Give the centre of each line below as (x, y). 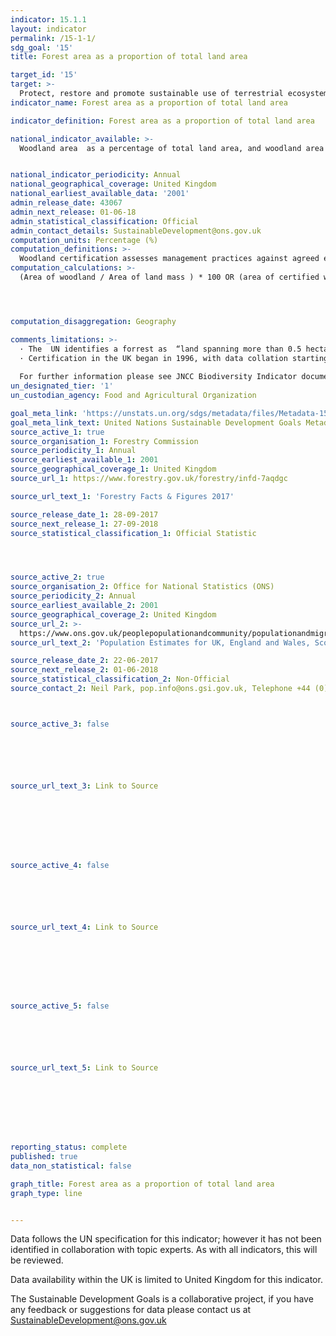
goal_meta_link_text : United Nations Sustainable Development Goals (156, 422)
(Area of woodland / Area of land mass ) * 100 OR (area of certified (169, 277)
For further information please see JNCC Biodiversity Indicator (158, 377)
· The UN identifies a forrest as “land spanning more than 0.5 (160, 349)
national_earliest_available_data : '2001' (100, 194)
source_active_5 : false (60, 1006)
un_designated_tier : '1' (62, 386)
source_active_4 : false (60, 865)
